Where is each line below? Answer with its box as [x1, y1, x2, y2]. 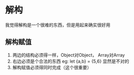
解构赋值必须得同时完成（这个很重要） [12, 64, 91, 70]
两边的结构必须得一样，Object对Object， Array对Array [12, 52, 125, 58]
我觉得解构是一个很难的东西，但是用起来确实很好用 [5, 22, 110, 28]
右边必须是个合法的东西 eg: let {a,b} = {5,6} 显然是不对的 [12, 58, 129, 64]
